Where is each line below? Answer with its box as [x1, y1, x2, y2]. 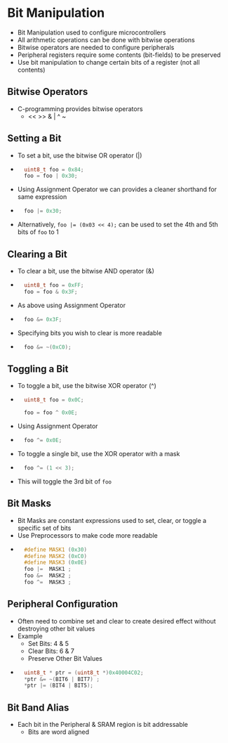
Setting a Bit [7, 132, 62, 145]
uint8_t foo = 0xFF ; [24, 282, 84, 289]
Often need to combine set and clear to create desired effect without [17, 616, 216, 625]
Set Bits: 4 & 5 [27, 639, 69, 647]
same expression [17, 193, 67, 201]
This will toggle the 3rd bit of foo [17, 477, 112, 486]
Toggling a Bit [7, 363, 69, 375]
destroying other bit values [17, 624, 95, 633]
